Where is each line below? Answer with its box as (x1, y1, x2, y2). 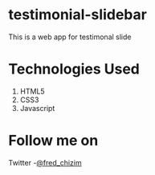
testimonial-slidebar (8, 6, 147, 24)
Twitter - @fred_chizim (8, 157, 82, 167)
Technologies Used (8, 60, 141, 78)
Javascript (19, 103, 55, 113)
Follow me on (8, 132, 99, 149)
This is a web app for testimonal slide (8, 32, 132, 42)
